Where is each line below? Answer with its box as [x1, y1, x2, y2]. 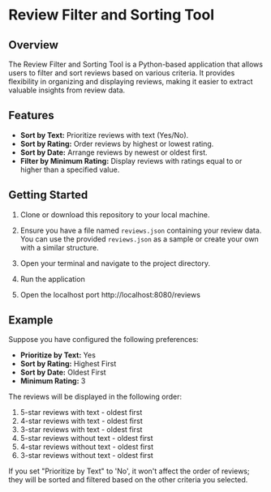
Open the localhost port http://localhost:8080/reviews [19, 289, 201, 299]
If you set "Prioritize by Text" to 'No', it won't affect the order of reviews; [8, 466, 250, 476]
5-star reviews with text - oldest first [19, 408, 143, 417]
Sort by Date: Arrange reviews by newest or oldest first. [19, 148, 209, 157]
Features [8, 109, 54, 122]
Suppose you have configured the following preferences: [8, 335, 199, 344]
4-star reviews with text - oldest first [19, 416, 144, 426]
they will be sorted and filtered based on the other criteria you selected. [8, 475, 248, 485]
